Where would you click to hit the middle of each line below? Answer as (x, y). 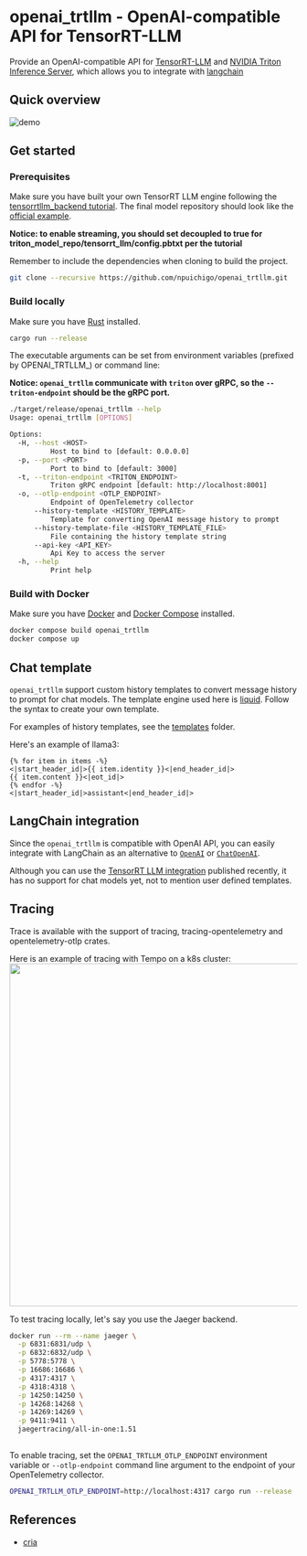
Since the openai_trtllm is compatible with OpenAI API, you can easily (143, 843)
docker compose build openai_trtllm (79, 631)
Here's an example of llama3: (64, 744)
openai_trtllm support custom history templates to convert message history (153, 689)
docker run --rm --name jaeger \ (73, 1336)
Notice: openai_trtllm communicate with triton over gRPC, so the (137, 383)
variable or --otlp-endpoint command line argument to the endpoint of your (152, 1465)
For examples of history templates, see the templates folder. (122, 726)
